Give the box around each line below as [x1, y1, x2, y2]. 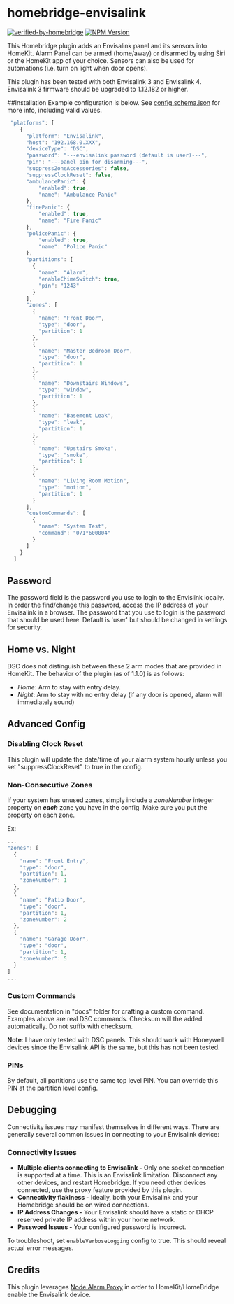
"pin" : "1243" [38, 282, 80, 289]
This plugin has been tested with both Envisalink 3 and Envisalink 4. [7, 77, 202, 85]
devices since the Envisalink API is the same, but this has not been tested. [7, 1043, 220, 1051]
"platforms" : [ [10, 119, 54, 127]
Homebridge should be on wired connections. [17, 1200, 149, 1209]
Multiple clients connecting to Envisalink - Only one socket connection [17, 1163, 225, 1172]
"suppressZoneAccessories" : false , [25, 165, 130, 172]
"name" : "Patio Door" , [20, 896, 86, 904]
